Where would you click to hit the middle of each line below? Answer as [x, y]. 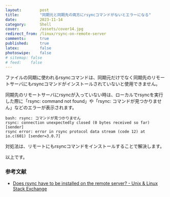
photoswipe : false [28, 53]
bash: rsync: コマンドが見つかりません [43, 118]
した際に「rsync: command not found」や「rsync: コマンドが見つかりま [81, 101]
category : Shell [28, 24]
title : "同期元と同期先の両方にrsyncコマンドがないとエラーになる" [78, 15]
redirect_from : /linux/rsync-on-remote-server [56, 34]
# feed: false [24, 62]
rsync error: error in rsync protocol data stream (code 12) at [75, 132]
